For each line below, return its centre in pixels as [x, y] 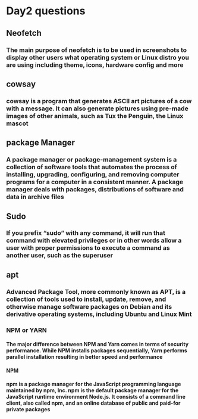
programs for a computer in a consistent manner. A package [95, 182]
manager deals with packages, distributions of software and [95, 190]
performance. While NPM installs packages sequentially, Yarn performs [97, 350]
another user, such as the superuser [59, 256]
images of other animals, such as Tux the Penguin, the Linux [95, 116]
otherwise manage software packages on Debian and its [89, 306]
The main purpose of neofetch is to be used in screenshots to [97, 50]
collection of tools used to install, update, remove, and [86, 299]
